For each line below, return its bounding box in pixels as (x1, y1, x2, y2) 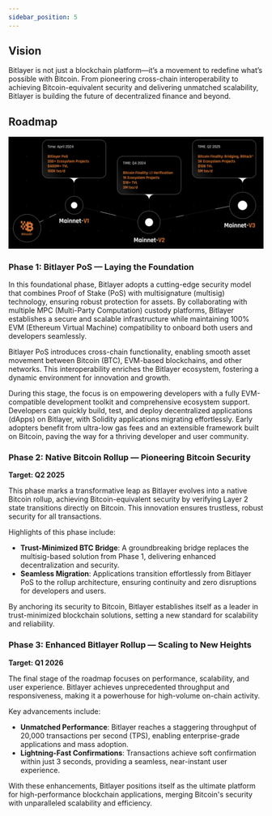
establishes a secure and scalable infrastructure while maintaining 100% (8, 314, 250, 324)
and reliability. (8, 619, 55, 629)
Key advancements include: (8, 706, 101, 716)
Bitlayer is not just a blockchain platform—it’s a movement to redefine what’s (8, 66, 263, 75)
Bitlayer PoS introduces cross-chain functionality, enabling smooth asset (8, 347, 251, 357)
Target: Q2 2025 (8, 470, 65, 480)
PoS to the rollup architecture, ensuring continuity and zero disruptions (19, 578, 257, 587)
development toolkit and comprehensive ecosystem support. (47, 397, 250, 407)
